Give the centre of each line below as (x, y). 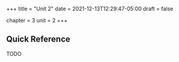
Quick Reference (38, 39)
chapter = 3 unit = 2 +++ (37, 20)
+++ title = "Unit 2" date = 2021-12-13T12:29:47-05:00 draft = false (90, 9)
